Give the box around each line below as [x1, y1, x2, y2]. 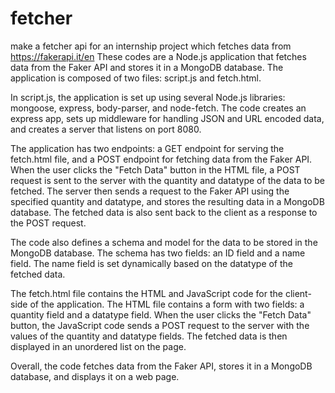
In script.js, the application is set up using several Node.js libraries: [10, 91, 286, 103]
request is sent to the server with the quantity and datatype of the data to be [10, 174, 325, 186]
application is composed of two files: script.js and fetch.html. [10, 72, 262, 84]
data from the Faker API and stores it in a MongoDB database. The [10, 61, 284, 73]
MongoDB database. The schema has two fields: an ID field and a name [10, 247, 306, 259]
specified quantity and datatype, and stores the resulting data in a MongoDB [10, 195, 325, 207]
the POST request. [10, 217, 87, 229]
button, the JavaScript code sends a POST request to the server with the [10, 319, 310, 331]
